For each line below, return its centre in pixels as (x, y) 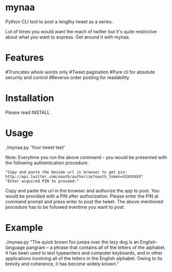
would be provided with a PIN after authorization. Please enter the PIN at (82, 196)
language (15, 247)
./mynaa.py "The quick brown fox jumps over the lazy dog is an (72, 242)
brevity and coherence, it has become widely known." (62, 264)
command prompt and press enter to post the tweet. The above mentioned (84, 201)
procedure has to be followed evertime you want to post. (65, 207)
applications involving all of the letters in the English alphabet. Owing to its (84, 258)
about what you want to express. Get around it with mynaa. (68, 37)
